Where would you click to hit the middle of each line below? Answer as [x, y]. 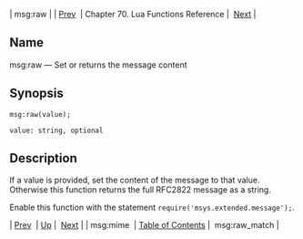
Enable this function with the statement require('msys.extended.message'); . [152, 208]
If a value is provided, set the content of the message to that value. [135, 180]
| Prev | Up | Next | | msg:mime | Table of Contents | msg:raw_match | [144, 225]
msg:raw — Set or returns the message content [98, 65]
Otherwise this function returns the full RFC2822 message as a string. [140, 190]
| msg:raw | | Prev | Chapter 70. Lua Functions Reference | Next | [133, 14]
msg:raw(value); [40, 114]
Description [43, 158]
